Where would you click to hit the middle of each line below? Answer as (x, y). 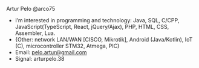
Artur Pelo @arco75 (31, 9)
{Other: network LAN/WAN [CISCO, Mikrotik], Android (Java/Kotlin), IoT (104, 39)
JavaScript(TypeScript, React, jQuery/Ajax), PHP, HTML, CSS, (92, 27)
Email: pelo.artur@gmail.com (51, 52)
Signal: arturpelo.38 (40, 59)
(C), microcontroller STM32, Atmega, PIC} (67, 46)
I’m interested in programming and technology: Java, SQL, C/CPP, (97, 20)
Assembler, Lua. (35, 33)
